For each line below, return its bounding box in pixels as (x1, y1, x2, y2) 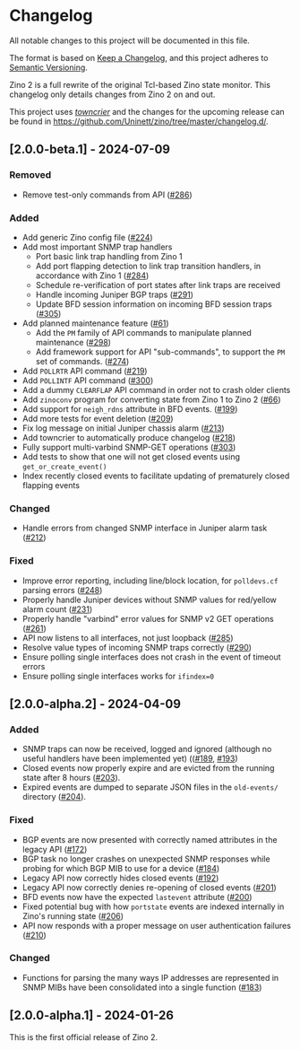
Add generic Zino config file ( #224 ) (21, 232, 154, 242)
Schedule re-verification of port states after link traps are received (35, 279, 280, 290)
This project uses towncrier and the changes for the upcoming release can (9, 106, 285, 117)
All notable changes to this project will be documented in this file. (9, 35, 251, 46)
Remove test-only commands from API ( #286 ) (21, 189, 193, 200)
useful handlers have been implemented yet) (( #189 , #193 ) (21, 753, 239, 764)
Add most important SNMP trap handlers (21, 241, 173, 252)
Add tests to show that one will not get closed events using (21, 451, 240, 462)
